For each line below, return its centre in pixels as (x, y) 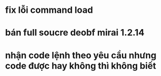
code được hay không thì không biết (81, 66)
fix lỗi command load (49, 10)
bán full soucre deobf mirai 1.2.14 (75, 33)
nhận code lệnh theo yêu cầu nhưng (81, 55)
